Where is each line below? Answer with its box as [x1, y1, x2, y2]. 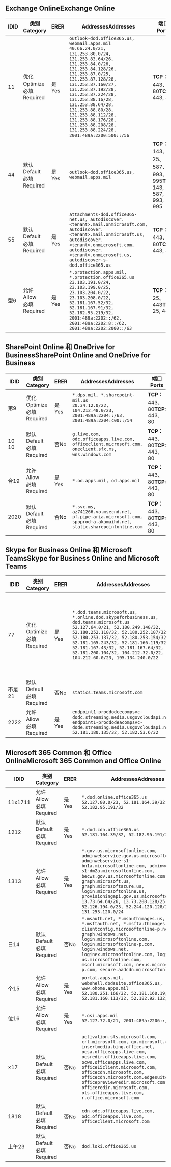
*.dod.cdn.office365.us [81, 827, 139, 833]
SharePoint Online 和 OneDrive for [5, 342, 116, 351]
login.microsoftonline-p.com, [81, 941, 155, 947]
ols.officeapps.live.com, [81, 1090, 145, 1096]
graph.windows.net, [81, 931, 129, 937]
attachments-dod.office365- [69, 211, 137, 217]
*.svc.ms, [72, 503, 96, 509]
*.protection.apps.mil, [69, 269, 127, 275]
